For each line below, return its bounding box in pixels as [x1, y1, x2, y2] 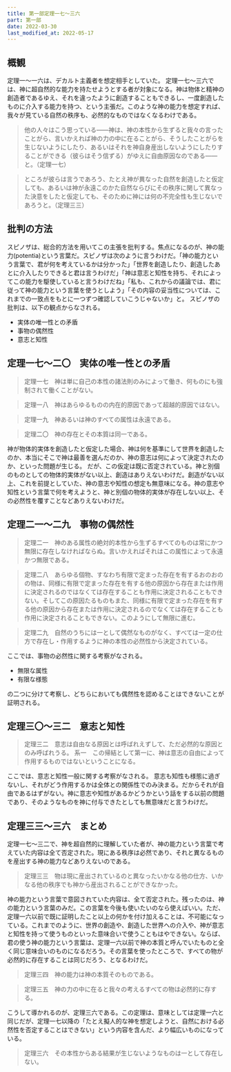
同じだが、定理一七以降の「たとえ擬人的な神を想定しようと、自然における [7, 1017, 219, 1026]
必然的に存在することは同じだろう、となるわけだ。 [7, 956, 152, 964]
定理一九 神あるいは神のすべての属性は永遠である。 [23, 415, 175, 423]
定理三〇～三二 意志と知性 [7, 720, 125, 732]
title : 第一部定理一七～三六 [7, 10, 81, 17]
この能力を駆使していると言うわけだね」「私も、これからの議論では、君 [12, 277, 216, 286]
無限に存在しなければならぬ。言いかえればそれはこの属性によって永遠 [23, 547, 223, 555]
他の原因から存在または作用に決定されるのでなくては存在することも [30, 604, 224, 613]
